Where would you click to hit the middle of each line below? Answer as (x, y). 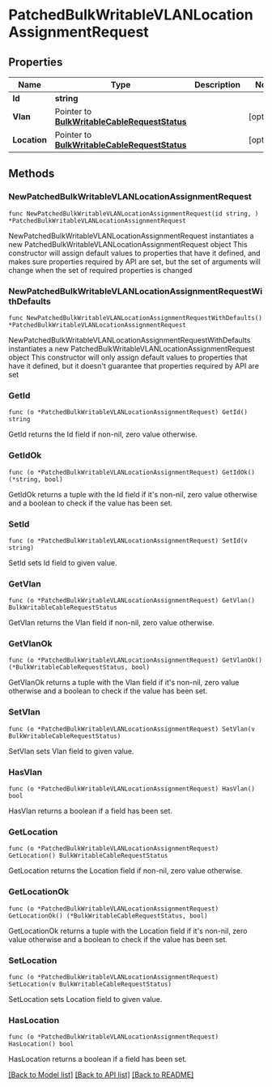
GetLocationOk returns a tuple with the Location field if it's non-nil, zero (128, 931)
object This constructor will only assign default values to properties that (128, 357)
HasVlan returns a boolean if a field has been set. (90, 811)
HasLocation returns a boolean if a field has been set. (98, 1059)
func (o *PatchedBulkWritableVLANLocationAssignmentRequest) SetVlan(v (132, 729)
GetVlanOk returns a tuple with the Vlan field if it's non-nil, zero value (124, 683)
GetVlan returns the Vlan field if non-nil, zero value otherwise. (111, 623)
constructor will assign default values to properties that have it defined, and (134, 253)
